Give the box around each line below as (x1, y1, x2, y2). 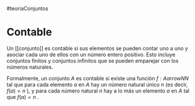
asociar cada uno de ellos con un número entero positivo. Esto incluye (6, 51, 176, 58)
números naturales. (6, 63, 53, 70)
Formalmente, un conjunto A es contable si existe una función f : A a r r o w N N (6, 74, 189, 81)
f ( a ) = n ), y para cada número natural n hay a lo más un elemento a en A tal (6, 87, 190, 94)
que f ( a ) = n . (6, 93, 39, 100)
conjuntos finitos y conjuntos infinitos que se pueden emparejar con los (6, 57, 179, 64)
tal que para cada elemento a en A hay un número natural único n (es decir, (6, 81, 189, 88)
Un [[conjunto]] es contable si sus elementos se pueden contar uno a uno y (6, 45, 189, 52)
